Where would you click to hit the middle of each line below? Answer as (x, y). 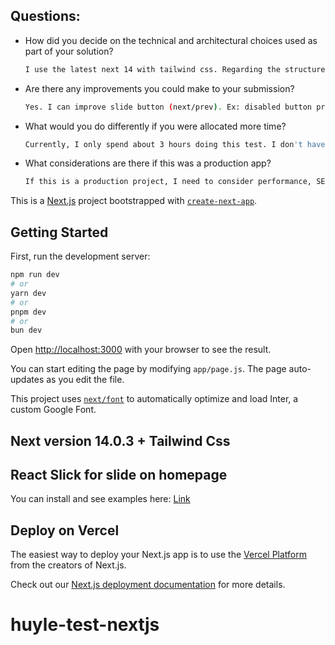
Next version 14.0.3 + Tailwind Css (120, 440)
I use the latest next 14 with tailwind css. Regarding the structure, (177, 69)
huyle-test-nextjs (85, 625)
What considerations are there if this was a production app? (148, 163)
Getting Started (59, 232)
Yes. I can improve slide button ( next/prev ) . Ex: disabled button (168, 107)
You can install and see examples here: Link (100, 499)
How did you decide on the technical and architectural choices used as (171, 40)
